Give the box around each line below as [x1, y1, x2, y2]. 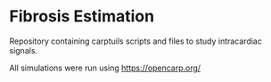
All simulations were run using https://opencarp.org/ [9, 62, 201, 73]
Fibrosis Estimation [9, 6, 154, 27]
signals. [9, 45, 38, 55]
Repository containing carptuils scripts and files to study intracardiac [9, 36, 263, 46]
